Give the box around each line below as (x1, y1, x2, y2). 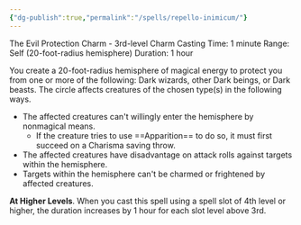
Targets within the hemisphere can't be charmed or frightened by (22, 168, 266, 179)
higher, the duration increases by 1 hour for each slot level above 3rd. (9, 204, 267, 216)
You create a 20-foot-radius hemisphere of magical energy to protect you (9, 65, 283, 76)
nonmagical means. (22, 121, 96, 131)
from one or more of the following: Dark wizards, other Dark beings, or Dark (9, 74, 291, 85)
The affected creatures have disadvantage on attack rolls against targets (22, 149, 293, 160)
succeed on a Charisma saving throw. (35, 139, 176, 150)
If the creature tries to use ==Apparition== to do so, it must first (35, 130, 273, 140)
